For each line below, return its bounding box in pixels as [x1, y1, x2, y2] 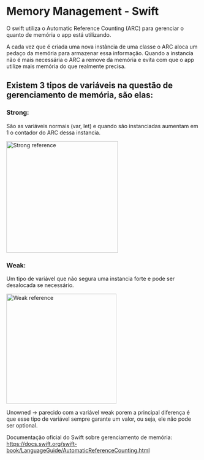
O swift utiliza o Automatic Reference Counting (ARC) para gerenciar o [6, 25, 184, 32]
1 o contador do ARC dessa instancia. [6, 129, 101, 136]
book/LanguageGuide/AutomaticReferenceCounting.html [6, 447, 150, 454]
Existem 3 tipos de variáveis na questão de [6, 80, 173, 91]
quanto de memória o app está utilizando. [6, 31, 111, 38]
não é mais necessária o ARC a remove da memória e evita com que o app [6, 56, 195, 63]
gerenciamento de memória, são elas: [6, 90, 154, 101]
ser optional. [6, 421, 38, 429]
